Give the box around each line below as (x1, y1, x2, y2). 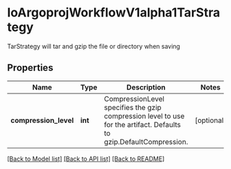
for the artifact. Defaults (104, 120, 181, 129)
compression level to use (104, 111, 185, 121)
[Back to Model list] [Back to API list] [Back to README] (7, 155, 165, 163)
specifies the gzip (104, 102, 162, 112)
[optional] (195, 115, 227, 125)
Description (126, 82, 166, 92)
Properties (7, 62, 54, 74)
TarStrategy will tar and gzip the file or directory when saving (7, 42, 181, 50)
